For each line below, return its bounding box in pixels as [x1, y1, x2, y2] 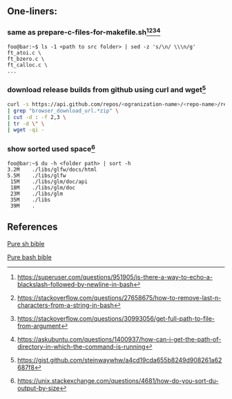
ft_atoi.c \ [7, 50, 41, 57]
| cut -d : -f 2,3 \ [7, 113, 67, 120]
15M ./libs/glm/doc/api [10, 178, 88, 185]
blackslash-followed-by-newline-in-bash [17, 280, 134, 288]
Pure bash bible [7, 252, 52, 261]
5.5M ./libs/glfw [7, 172, 67, 179]
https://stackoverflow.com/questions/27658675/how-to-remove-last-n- [17, 293, 222, 301]
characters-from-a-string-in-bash [17, 301, 114, 309]
